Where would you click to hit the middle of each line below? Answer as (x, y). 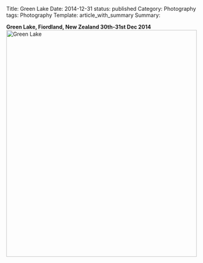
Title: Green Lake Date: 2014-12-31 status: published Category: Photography (101, 9)
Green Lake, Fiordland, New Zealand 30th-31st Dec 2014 (79, 27)
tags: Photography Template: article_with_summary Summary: (83, 15)
